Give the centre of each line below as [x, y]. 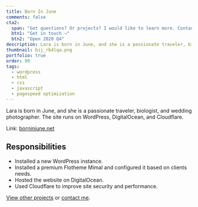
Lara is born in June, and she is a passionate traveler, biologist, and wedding [99, 110]
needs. [23, 173]
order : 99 [18, 61]
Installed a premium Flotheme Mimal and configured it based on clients [101, 167]
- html [19, 77]
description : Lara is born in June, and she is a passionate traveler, [96, 45]
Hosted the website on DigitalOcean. [59, 180]
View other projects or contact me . [48, 198]
